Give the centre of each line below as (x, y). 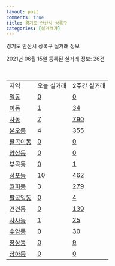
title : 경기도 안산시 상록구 (37, 23)
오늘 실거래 (52, 86)
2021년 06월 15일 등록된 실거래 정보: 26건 (55, 59)
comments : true (25, 17)
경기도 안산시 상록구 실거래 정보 (43, 46)
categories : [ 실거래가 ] (34, 28)
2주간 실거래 (89, 86)
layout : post (22, 12)
